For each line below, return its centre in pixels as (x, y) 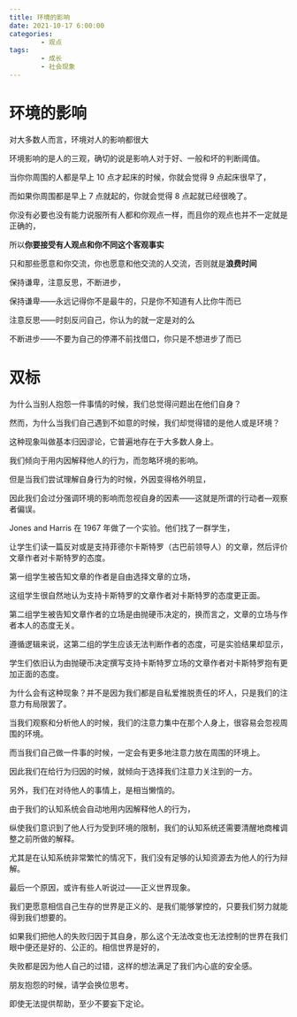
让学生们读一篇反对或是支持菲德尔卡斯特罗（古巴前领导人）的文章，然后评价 (148, 546)
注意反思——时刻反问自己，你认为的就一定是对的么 (102, 320)
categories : (31, 34)
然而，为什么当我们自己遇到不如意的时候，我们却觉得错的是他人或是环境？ (145, 422)
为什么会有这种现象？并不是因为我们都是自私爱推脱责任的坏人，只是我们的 (145, 692)
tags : (19, 50)
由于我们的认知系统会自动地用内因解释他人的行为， (102, 809)
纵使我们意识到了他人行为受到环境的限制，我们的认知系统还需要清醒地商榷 (145, 828)
